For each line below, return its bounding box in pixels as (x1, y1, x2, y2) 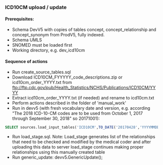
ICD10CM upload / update (5, 4, 67, 11)
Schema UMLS (12, 37, 42, 43)
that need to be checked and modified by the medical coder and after (12, 139, 151, 145)
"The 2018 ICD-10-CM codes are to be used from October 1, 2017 (12, 111, 143, 116)
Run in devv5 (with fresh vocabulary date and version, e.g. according (12, 105, 150, 111)
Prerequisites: (5, 16, 34, 22)
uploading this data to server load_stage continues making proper (12, 144, 144, 150)
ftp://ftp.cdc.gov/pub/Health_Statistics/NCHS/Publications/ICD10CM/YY (12, 84, 156, 91)
